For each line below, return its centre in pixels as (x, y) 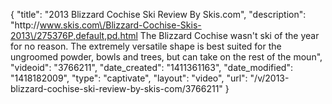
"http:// (25, 25)
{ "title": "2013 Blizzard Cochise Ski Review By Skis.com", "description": (158, 14)
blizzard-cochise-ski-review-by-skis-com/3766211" (116, 88)
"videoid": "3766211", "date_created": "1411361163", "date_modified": (151, 67)
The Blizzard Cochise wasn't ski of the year (229, 35)
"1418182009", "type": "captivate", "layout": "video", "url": (129, 78)
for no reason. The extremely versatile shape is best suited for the (146, 46)
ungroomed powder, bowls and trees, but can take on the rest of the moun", (166, 57)
